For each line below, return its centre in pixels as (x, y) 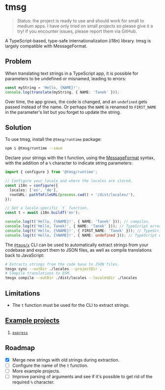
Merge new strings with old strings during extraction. (66, 360)
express (20, 333)
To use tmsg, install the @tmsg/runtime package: (53, 139)
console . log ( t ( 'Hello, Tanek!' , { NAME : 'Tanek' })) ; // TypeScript (77, 226)
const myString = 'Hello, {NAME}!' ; (42, 88)
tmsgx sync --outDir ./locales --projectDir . (54, 269)
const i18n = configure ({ (31, 185)
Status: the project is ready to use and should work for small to (81, 21)
